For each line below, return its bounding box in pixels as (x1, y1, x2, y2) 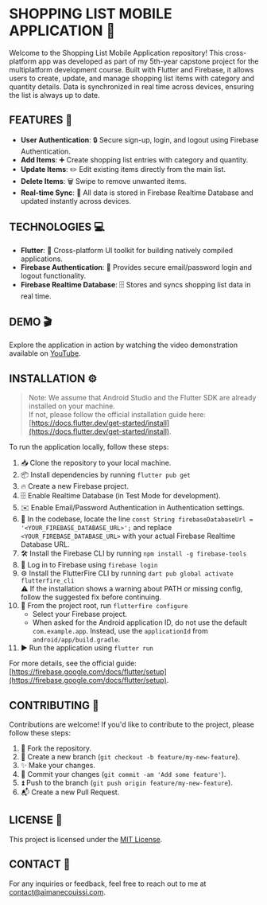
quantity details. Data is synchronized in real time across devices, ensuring (9, 81, 254, 92)
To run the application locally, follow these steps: (9, 443, 169, 452)
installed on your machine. (28, 401, 116, 411)
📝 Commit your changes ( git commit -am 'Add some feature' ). (20, 770, 226, 778)
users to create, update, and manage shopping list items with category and (9, 73, 255, 83)
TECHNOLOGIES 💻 (9, 220, 106, 234)
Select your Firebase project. (32, 610, 128, 619)
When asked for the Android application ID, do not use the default (32, 618, 247, 627)
